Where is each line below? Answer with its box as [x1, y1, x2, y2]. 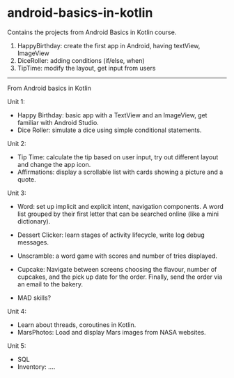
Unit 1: [7, 97, 26, 106]
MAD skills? [17, 293, 51, 302]
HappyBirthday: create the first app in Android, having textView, [17, 41, 201, 50]
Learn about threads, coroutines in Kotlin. [17, 320, 136, 329]
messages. [17, 238, 49, 246]
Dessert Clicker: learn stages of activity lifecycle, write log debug [17, 231, 205, 239]
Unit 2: [7, 139, 26, 147]
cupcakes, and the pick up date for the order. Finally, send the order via [17, 272, 223, 281]
